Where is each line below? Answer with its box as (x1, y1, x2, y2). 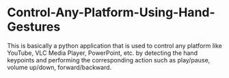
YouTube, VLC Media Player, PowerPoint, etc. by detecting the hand (7, 49, 198, 57)
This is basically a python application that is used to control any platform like (7, 41, 222, 50)
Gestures (7, 19, 61, 35)
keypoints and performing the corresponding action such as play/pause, (7, 56, 211, 64)
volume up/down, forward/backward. (7, 63, 112, 71)
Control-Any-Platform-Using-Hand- (7, 5, 215, 20)
